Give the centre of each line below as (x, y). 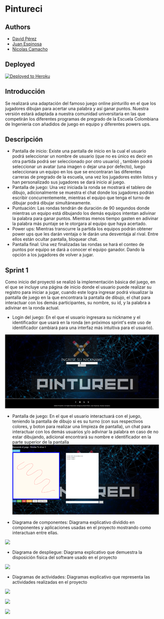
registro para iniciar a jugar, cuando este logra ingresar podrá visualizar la (79, 292)
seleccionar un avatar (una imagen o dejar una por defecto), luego (79, 166)
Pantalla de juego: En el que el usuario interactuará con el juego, (77, 416)
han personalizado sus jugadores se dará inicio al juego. (69, 182)
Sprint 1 (17, 270)
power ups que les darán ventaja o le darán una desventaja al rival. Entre (85, 234)
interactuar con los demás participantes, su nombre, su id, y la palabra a (78, 303)
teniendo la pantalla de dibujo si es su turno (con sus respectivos (77, 421)
